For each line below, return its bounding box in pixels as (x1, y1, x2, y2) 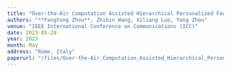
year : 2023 (7, 36, 38, 43)
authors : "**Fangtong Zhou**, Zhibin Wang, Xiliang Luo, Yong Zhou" (7, 16, 208, 23)
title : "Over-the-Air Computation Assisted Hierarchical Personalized (7, 10, 214, 17)
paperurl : (7, 55, 36, 62)
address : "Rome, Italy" (7, 49, 76, 56)
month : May (7, 42, 38, 49)
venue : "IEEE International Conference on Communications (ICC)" (7, 23, 198, 29)
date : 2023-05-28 (7, 29, 57, 36)
